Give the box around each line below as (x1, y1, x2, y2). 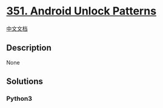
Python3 (6, 95, 32, 103)
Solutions (6, 77, 44, 87)
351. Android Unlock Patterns (6, 4, 156, 18)
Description (6, 43, 52, 53)
